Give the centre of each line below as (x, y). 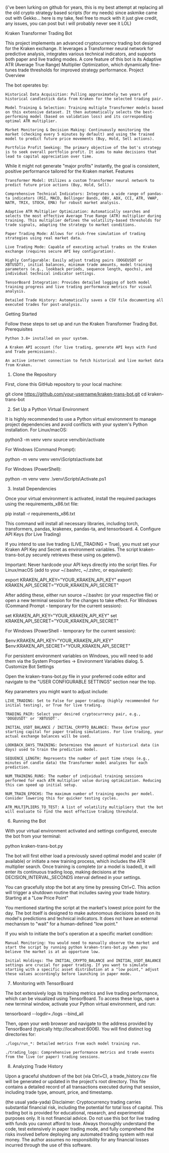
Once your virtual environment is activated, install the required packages (81, 499)
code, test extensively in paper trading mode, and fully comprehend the (80, 1129)
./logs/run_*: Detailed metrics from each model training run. (73, 1044)
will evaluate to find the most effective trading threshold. (72, 812)
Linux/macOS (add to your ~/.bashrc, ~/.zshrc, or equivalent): (69, 570)
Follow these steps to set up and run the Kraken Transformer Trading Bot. (81, 324)
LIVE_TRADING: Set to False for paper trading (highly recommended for (82, 701)
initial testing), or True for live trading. (54, 705)
